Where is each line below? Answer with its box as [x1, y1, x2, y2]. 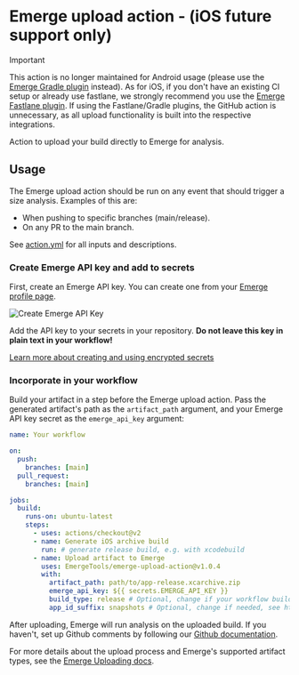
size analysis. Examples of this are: [9, 195, 138, 205]
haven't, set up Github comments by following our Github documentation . [9, 629, 279, 639]
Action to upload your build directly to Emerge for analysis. [9, 136, 225, 147]
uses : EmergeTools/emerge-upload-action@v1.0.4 [41, 562, 221, 571]
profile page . [9, 291, 56, 301]
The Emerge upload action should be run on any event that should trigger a [9, 185, 285, 197]
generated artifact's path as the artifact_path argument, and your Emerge [9, 404, 283, 414]
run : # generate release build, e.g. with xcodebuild [41, 545, 245, 554]
